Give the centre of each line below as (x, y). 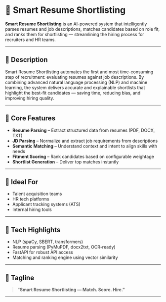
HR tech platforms (31, 199)
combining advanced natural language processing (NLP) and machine (76, 82)
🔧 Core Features (30, 118)
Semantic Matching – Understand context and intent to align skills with (84, 146)
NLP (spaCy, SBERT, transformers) (47, 242)
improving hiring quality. (30, 98)
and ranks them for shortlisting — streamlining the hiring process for (75, 34)
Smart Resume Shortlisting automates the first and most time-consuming (79, 72)
